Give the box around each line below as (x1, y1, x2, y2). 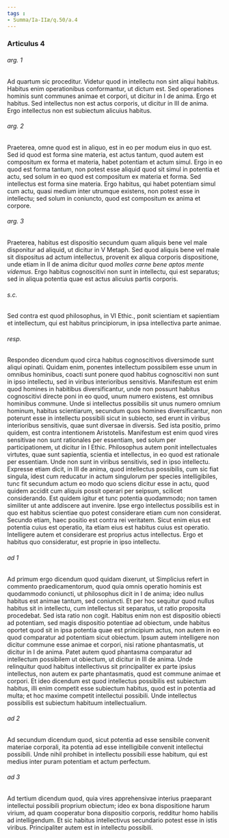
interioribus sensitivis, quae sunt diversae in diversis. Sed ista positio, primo (7, 421, 221, 430)
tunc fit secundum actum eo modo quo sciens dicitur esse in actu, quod (7, 480, 210, 488)
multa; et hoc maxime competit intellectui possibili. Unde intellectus (7, 691, 197, 700)
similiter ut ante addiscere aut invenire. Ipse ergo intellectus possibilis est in (7, 502, 220, 510)
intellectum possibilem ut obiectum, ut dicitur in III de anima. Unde (7, 655, 193, 663)
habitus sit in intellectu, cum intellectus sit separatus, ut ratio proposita (7, 604, 206, 612)
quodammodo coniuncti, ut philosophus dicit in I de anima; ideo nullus (7, 589, 204, 597)
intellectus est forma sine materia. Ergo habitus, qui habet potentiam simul (7, 180, 216, 188)
